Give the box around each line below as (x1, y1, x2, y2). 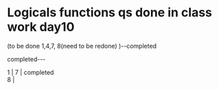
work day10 (7, 19, 75, 35)
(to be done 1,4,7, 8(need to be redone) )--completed (7, 42, 157, 50)
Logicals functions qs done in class (7, 5, 213, 20)
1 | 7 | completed (7, 68, 54, 76)
